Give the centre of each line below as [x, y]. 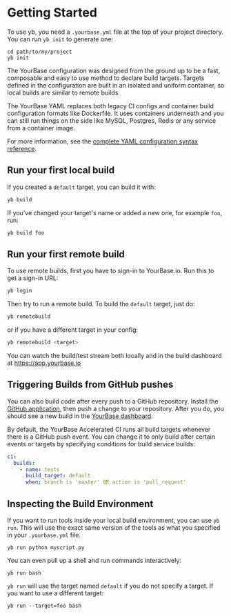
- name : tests [40, 469]
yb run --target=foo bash [44, 606]
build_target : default [58, 476]
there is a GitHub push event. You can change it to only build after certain [111, 437]
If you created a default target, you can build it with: [82, 187]
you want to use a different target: [56, 593]
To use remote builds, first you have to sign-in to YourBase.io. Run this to [111, 271]
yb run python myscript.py [46, 547]
